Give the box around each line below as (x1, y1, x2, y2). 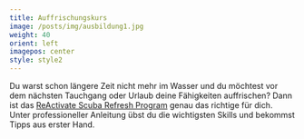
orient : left (9, 38, 59, 48)
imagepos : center (9, 47, 75, 56)
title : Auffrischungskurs (9, 13, 107, 23)
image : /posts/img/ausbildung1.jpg (9, 22, 144, 31)
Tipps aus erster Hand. (9, 119, 95, 130)
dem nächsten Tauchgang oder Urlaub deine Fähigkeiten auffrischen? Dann (9, 90, 293, 101)
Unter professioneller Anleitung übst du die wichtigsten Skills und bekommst (9, 110, 295, 120)
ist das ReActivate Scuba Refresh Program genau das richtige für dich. (9, 100, 273, 110)
